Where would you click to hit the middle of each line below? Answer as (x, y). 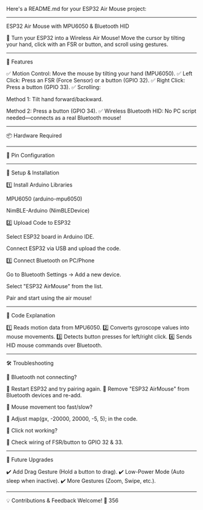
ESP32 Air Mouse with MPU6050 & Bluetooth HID (68, 26)
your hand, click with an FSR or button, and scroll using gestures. (87, 44)
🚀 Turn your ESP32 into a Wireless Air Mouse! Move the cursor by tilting (96, 38)
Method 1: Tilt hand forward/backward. (55, 99)
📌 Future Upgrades (30, 459)
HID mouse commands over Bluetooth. (54, 345)
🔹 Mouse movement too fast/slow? (49, 407)
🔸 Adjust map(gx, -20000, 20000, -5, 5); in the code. (72, 419)
